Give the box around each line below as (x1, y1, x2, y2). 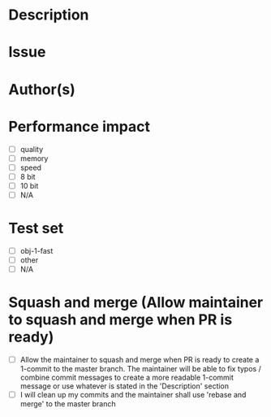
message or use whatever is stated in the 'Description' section (19, 381, 230, 391)
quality (19, 144, 43, 154)
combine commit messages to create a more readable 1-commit (19, 372, 234, 382)
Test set (8, 219, 64, 237)
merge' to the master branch (19, 399, 116, 409)
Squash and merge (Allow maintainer (8, 293, 264, 312)
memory (19, 153, 49, 163)
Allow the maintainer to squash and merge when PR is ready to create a (19, 354, 260, 364)
